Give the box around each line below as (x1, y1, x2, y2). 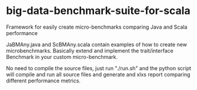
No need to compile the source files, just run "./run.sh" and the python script (6, 64, 192, 71)
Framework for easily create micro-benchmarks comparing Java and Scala (6, 23, 188, 30)
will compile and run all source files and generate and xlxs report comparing (6, 71, 191, 78)
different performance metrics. (6, 77, 81, 84)
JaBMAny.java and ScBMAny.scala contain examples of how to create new (6, 41, 187, 48)
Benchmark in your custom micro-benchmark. (6, 53, 118, 60)
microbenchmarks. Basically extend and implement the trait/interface (6, 47, 173, 54)
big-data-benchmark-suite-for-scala (6, 4, 191, 18)
